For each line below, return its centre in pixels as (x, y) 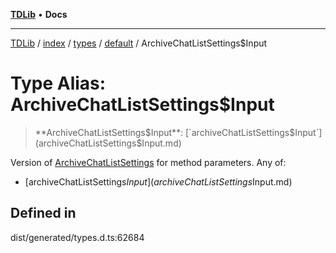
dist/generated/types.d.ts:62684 (77, 237)
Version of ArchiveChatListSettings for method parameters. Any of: (148, 162)
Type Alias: (58, 83)
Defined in (43, 213)
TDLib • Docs (39, 14)
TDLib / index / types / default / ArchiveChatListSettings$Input (139, 43)
